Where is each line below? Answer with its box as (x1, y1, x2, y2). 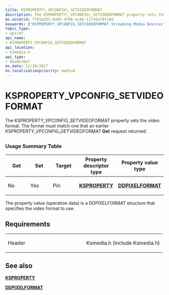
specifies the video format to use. (5, 205, 75, 211)
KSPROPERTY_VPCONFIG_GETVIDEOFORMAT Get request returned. (5, 128, 147, 134)
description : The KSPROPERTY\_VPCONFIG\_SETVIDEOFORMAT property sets (5, 12, 156, 17)
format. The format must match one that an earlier (5, 123, 109, 129)
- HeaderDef (5, 59, 30, 64)
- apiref (5, 31, 24, 36)
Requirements (5, 220, 50, 228)
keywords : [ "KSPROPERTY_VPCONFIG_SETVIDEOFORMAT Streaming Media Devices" (5, 21, 165, 27)
